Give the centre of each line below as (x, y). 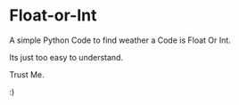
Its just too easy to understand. (66, 57)
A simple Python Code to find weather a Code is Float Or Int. (120, 40)
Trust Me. (27, 74)
